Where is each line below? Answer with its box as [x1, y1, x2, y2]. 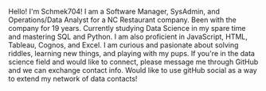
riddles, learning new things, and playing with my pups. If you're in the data [8, 49, 255, 58]
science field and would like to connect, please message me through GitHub [8, 57, 259, 66]
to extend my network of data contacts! [8, 74, 138, 83]
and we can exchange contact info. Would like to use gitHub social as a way [8, 66, 257, 74]
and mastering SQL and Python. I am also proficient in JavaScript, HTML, [8, 32, 248, 41]
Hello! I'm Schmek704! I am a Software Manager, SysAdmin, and [8, 7, 221, 16]
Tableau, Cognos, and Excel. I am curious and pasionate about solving [8, 40, 239, 50]
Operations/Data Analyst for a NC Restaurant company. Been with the [8, 15, 237, 25]
